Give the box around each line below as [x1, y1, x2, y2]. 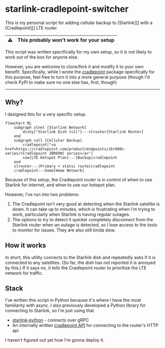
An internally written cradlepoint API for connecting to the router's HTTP [12, 322, 159, 328]
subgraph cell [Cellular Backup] [14, 138, 82, 143]
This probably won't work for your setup [17, 36, 114, 43]
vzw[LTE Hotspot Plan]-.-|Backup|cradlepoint [23, 155, 118, 160]
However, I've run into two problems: [5, 191, 80, 197]
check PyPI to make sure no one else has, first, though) [5, 79, 117, 85]
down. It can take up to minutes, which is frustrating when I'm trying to [12, 206, 156, 212]
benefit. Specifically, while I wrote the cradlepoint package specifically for [5, 69, 155, 75]
